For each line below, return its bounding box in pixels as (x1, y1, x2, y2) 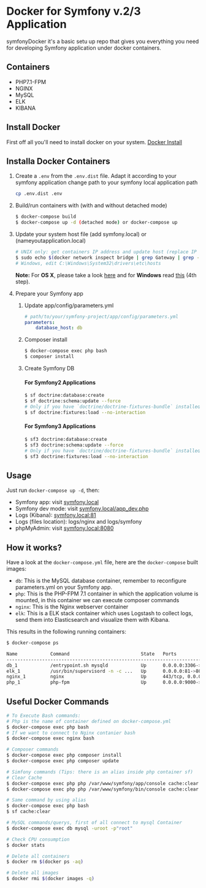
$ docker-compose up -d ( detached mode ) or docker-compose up (15, 220, 178, 226)
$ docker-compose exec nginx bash (6, 735, 95, 741)
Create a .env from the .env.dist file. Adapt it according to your (15, 172, 177, 180)
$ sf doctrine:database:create (24, 392, 105, 399)
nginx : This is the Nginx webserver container (15, 603, 129, 611)
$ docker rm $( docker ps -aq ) (6, 859, 84, 865)
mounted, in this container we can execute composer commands (15, 597, 180, 604)
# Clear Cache (6, 775, 43, 781)
